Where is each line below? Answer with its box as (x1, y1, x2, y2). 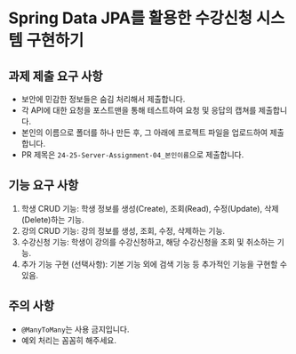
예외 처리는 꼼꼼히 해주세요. (20, 334, 117, 345)
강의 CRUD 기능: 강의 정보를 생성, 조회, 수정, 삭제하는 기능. (20, 225, 226, 236)
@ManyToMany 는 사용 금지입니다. (20, 324, 130, 334)
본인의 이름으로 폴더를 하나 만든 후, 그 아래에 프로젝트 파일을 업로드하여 (20, 127, 268, 138)
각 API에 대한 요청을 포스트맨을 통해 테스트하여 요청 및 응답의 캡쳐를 (20, 105, 257, 116)
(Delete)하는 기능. (20, 214, 84, 225)
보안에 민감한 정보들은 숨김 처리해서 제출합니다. (20, 94, 186, 104)
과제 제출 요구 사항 (8, 68, 103, 84)
